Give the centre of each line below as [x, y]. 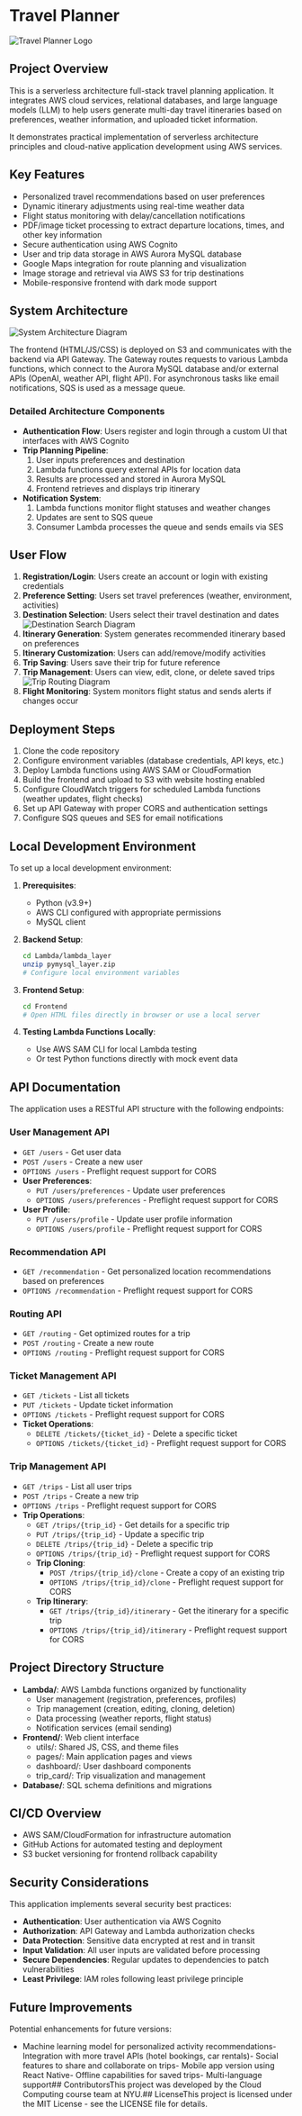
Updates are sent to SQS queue [94, 517]
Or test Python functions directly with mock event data [137, 1059]
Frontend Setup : [53, 990]
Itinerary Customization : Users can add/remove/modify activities [144, 653]
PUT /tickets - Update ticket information [98, 1405]
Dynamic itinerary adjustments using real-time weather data [133, 206]
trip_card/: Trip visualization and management [120, 1776]
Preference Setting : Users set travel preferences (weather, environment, [157, 596]
